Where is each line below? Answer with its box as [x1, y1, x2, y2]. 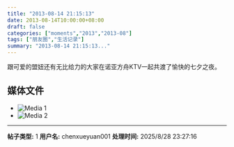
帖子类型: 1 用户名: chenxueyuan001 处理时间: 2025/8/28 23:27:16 [7, 132, 197, 140]
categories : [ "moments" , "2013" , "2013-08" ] [7, 29, 132, 37]
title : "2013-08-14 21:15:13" [7, 10, 95, 17]
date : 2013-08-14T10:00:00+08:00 [7, 17, 104, 24]
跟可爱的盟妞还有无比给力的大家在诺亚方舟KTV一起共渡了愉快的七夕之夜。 [7, 63, 221, 70]
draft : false [7, 23, 45, 30]
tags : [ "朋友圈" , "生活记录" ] [7, 36, 85, 43]
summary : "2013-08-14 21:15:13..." [7, 42, 111, 49]
